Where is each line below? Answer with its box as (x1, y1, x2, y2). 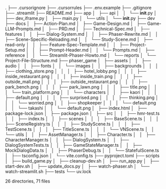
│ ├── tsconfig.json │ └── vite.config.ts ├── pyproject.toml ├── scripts (5, 153, 160, 159)
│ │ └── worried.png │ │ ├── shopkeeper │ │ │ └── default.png (5, 100, 156, 105)
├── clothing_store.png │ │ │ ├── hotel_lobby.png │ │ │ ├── (5, 68, 147, 74)
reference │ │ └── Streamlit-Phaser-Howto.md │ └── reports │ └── (5, 52, 156, 58)
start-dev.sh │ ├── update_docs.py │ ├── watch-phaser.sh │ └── (5, 163, 150, 169)
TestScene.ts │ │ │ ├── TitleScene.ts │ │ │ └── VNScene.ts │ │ (5, 126, 155, 132)
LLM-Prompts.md (5, 26, 41, 32)
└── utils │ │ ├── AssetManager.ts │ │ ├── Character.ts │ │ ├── (5, 132, 156, 137)
